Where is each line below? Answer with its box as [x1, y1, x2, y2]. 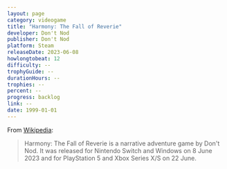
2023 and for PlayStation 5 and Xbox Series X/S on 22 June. [24, 154, 197, 162]
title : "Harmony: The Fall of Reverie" [7, 23, 122, 30]
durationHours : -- [7, 74, 60, 82]
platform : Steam [7, 42, 54, 49]
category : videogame [7, 17, 67, 24]
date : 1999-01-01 [7, 107, 57, 114]
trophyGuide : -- [7, 68, 54, 75]
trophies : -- [7, 81, 45, 88]
